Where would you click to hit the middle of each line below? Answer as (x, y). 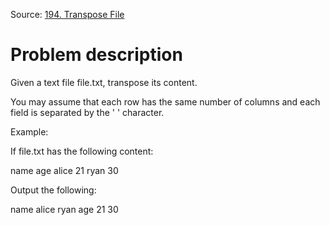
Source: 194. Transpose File (67, 14)
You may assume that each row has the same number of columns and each (165, 101)
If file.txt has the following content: (82, 151)
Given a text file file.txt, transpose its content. (104, 82)
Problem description (96, 55)
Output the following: (53, 190)
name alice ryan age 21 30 (64, 209)
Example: (29, 131)
